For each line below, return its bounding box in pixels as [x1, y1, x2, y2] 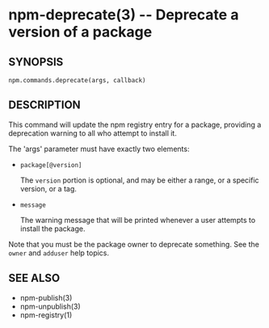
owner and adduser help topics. [8, 248, 110, 258]
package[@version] [19, 161, 82, 169]
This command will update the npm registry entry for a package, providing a [8, 120, 262, 129]
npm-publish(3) [19, 292, 73, 302]
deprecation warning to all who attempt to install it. [8, 128, 178, 138]
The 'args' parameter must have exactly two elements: [8, 144, 190, 153]
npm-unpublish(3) [19, 301, 81, 311]
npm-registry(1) [19, 309, 73, 320]
